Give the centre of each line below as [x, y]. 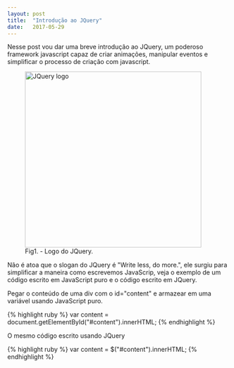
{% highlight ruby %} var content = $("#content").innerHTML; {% [102, 350]
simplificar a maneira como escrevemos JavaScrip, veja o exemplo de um [114, 272]
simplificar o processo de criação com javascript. [79, 62]
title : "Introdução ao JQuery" [55, 20]
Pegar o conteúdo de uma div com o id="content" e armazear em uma [109, 293]
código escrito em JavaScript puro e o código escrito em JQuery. [102, 280]
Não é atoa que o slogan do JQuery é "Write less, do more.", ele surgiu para [117, 265]
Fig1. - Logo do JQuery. [59, 251]
